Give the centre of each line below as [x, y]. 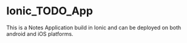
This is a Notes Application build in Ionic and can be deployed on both [94, 27]
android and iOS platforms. [40, 33]
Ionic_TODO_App [49, 11]
